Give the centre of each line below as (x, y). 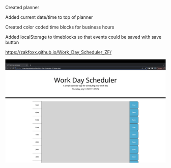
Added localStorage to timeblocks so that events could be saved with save (83, 37)
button (12, 42)
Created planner (22, 7)
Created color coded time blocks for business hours (60, 27)
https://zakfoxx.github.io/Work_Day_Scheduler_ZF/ (59, 52)
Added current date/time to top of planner (49, 17)
